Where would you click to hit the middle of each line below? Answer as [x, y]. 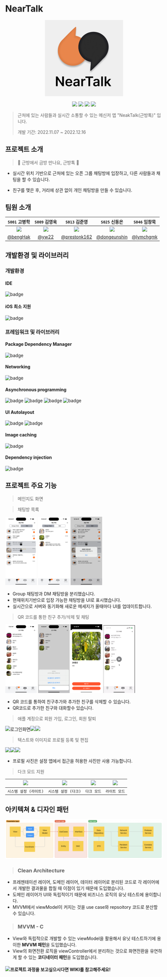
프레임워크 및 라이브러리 [32, 332]
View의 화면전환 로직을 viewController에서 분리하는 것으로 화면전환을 [80, 951]
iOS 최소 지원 [18, 307]
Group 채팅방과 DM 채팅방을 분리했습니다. [54, 594]
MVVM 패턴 [34, 944]
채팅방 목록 [28, 509]
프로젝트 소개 [24, 149]
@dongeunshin [112, 237]
